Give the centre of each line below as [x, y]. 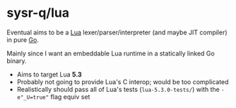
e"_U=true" [33, 97]
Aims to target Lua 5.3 [49, 74]
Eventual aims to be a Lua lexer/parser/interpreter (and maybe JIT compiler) [117, 32]
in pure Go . [23, 39]
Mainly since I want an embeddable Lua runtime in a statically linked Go [111, 53]
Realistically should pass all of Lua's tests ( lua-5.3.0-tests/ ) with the [118, 89]
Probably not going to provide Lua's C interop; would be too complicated [123, 81]
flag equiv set [70, 97]
